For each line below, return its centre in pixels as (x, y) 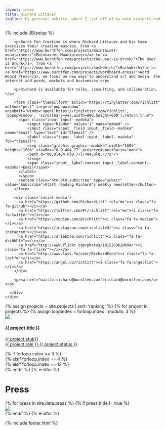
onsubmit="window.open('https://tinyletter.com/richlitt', (67, 111)
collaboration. (142, 89)
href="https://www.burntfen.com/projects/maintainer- (62, 51)
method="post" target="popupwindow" (43, 107)
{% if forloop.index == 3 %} (33, 353)
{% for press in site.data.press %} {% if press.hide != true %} (67, 403)
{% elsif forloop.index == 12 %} (37, 364)
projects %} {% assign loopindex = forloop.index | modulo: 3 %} (70, 311)
